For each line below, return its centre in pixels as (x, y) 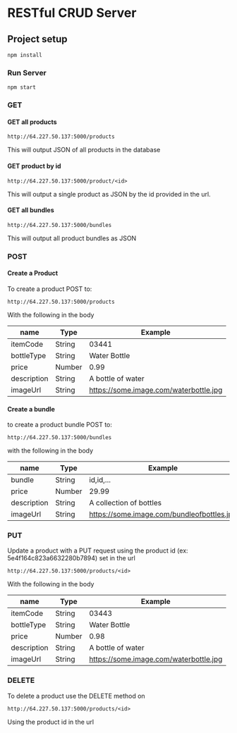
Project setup (38, 39)
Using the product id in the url (50, 722)
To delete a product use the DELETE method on (77, 696)
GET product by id (34, 166)
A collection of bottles (126, 503)
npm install (25, 55)
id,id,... (100, 480)
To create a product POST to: (50, 289)
